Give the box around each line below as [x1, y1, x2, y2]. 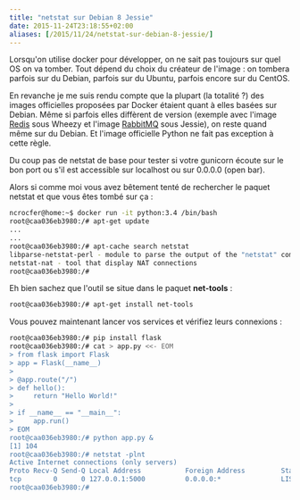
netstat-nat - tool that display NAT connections [9, 258, 198, 268]
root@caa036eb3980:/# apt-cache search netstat [9, 242, 190, 251]
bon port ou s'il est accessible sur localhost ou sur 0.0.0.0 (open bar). [9, 164, 266, 175]
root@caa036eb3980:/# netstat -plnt [9, 450, 146, 459]
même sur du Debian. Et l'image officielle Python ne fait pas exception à [9, 129, 274, 139]
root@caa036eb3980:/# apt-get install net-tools [9, 300, 194, 309]
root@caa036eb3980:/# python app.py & [9, 433, 154, 442]
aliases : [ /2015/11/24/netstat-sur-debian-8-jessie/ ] [9, 29, 214, 38]
